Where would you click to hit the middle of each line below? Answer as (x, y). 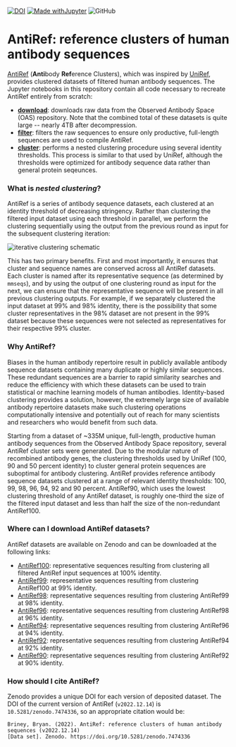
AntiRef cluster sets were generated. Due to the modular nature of (103, 451)
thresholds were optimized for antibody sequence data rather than (114, 162)
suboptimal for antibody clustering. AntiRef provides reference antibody (112, 473)
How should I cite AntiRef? (54, 681)
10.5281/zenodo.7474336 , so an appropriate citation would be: (96, 712)
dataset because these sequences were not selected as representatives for (117, 321)
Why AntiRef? (32, 347)
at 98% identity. (41, 602)
